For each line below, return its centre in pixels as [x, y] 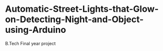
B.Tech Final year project [30, 43]
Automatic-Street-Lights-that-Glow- [82, 9]
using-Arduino [36, 30]
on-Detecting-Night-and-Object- [75, 19]
